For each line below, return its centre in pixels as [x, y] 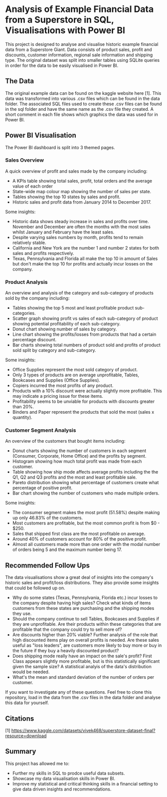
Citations [20, 718]
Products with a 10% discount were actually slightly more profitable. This [87, 391]
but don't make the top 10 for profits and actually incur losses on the [83, 264]
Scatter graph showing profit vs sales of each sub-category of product [85, 318]
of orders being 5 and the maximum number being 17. [67, 549]
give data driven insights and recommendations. [62, 789]
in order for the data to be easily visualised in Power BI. [62, 65]
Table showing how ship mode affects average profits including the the [85, 472]
